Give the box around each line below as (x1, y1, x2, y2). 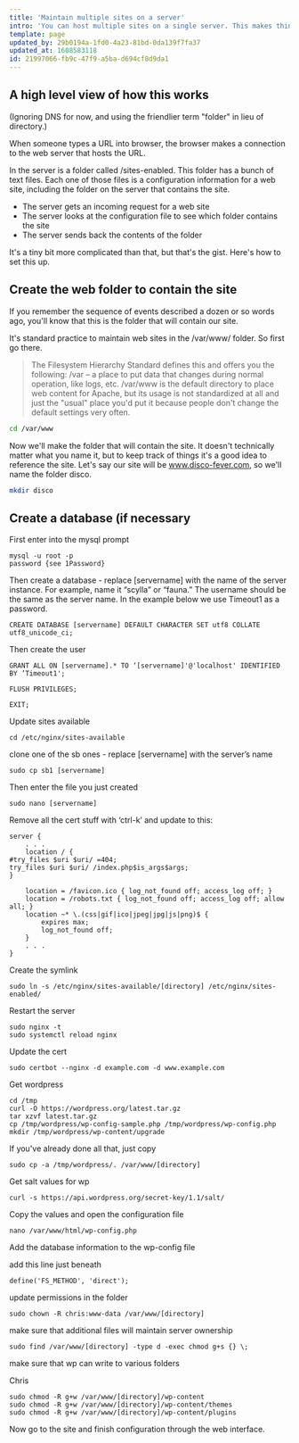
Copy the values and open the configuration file (9, 1209, 184, 1220)
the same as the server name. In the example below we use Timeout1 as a (9, 594, 280, 605)
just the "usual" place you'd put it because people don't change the (30, 397, 279, 408)
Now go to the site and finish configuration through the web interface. (9, 1424, 265, 1435)
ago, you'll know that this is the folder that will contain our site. (9, 315, 238, 326)
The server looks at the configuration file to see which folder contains (21, 211, 279, 221)
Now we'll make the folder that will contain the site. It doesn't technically (9, 440, 275, 451)
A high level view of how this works (9, 87, 209, 103)
